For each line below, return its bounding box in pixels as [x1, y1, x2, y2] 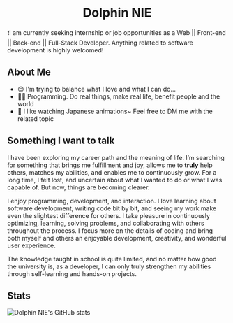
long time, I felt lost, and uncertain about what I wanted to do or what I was [7, 175, 223, 184]
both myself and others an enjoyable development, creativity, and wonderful [7, 234, 227, 242]
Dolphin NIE [82, 5, 152, 21]
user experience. [7, 241, 56, 250]
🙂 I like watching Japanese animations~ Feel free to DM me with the [17, 107, 213, 115]
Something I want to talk [7, 135, 115, 147]
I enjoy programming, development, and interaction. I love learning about [7, 196, 216, 205]
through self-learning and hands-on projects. [7, 269, 137, 278]
